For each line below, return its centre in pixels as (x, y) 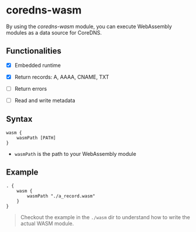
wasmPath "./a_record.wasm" (61, 196)
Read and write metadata (45, 100)
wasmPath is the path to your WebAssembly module (75, 153)
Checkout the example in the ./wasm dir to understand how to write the (105, 217)
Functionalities (34, 51)
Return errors (31, 88)
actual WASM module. (47, 223)
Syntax (19, 119)
